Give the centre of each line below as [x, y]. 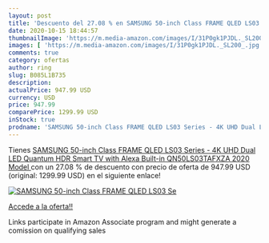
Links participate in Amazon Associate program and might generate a [122, 221]
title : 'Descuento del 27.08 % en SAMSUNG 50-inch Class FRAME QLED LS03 [134, 23]
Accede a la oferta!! [41, 206]
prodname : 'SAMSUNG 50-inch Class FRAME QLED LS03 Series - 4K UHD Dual [132, 127]
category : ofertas [39, 61]
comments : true [34, 53]
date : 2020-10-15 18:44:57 [53, 30]
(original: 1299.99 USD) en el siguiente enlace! [85, 175]
